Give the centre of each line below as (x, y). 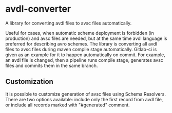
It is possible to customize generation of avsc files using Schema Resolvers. (85, 94)
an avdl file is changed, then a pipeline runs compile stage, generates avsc (84, 60)
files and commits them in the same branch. (52, 65)
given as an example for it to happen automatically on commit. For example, (85, 55)
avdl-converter (38, 9)
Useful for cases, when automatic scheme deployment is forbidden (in (80, 33)
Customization (30, 82)
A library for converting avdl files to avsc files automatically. (69, 23)
